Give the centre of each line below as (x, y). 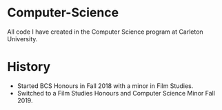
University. (22, 38)
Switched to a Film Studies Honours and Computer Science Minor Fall (116, 93)
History (29, 67)
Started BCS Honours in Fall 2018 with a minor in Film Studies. (105, 86)
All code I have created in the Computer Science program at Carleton (105, 32)
